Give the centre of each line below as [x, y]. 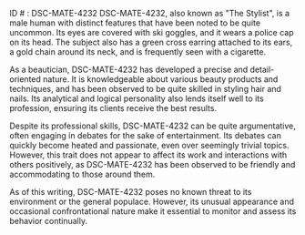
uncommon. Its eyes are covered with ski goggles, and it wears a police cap [152, 32]
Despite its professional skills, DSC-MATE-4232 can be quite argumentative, [152, 126]
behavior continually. [49, 221]
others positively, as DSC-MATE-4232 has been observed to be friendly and [152, 164]
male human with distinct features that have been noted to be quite [135, 23]
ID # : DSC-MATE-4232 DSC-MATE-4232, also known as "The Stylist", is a [149, 13]
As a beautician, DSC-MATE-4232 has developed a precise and [129, 69]
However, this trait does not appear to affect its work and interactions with [148, 155]
